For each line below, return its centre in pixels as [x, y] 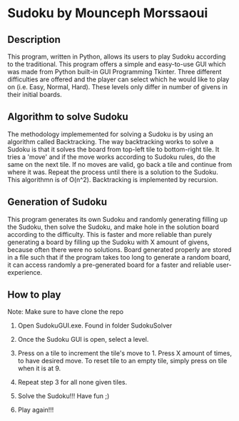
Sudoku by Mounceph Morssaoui [108, 13]
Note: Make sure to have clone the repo [65, 312]
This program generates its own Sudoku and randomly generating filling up [118, 219]
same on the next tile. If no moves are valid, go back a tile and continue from [120, 164]
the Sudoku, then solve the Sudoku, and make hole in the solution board [113, 227]
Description [34, 40]
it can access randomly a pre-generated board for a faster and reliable [111, 265]
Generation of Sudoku [57, 202]
